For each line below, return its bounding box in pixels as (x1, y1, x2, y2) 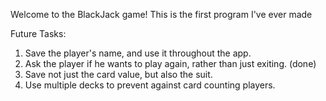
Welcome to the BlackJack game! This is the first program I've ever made (10, 9, 313, 20)
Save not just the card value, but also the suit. (24, 69, 213, 80)
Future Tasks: (10, 28, 67, 39)
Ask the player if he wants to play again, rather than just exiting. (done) (24, 58, 317, 69)
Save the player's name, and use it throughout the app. (24, 47, 252, 59)
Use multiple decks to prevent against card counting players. (24, 79, 276, 91)
